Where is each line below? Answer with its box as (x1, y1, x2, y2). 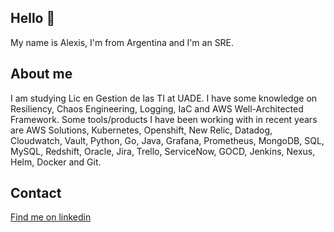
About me (10, 66, 73, 83)
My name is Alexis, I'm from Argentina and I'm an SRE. (10, 36, 235, 48)
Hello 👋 (10, 10, 56, 27)
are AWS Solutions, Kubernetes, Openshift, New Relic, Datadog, (10, 124, 273, 136)
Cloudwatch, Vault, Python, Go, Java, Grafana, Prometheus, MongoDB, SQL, (10, 134, 325, 146)
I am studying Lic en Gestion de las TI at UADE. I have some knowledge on (10, 92, 318, 104)
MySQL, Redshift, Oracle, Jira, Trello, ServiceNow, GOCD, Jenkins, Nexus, (10, 145, 316, 157)
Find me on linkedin (10, 211, 92, 223)
